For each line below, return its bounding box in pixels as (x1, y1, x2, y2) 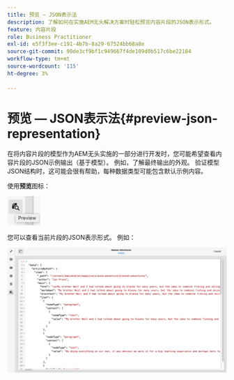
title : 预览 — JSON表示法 (7, 11, 77, 18)
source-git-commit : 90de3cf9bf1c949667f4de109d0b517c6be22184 (7, 48, 192, 55)
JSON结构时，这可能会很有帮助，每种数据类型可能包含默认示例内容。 (7, 167, 208, 176)
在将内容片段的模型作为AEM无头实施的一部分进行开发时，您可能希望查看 (7, 150, 216, 158)
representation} (7, 126, 101, 142)
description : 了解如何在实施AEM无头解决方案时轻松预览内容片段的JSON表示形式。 (7, 18, 215, 26)
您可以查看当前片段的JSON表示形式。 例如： (7, 234, 136, 242)
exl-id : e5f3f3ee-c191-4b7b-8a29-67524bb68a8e (7, 40, 145, 48)
